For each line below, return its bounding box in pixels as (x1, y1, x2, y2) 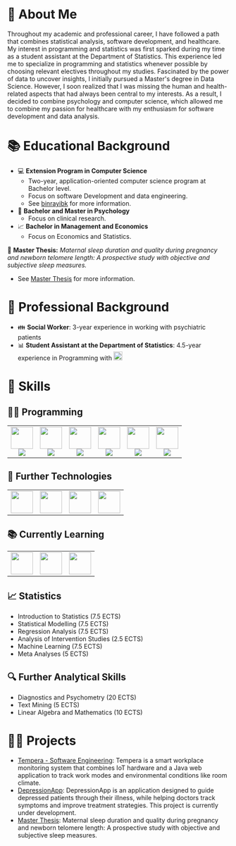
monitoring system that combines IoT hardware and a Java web (17, 764, 202, 772)
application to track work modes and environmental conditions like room (17, 771, 228, 779)
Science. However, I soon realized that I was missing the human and (7, 82, 205, 90)
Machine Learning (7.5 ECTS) (17, 642, 103, 651)
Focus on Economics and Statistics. (27, 232, 132, 240)
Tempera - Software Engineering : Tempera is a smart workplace (17, 757, 204, 764)
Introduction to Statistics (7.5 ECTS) (17, 612, 121, 621)
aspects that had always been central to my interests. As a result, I (29, 89, 222, 98)
